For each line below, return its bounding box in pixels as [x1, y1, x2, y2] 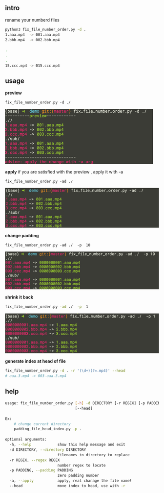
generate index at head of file [5, 358, 66, 364]
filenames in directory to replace [57, 452, 130, 457]
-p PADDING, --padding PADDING [9, 468, 73, 473]
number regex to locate [57, 463, 106, 468]
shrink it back [5, 294, 33, 300]
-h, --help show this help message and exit [9, 442, 125, 447]
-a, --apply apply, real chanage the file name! [9, 478, 132, 483]
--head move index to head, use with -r [9, 484, 125, 489]
